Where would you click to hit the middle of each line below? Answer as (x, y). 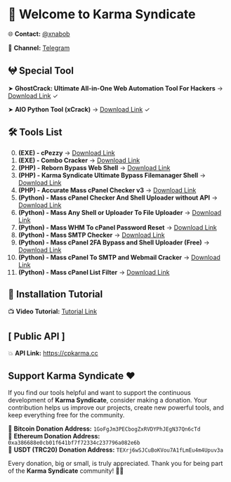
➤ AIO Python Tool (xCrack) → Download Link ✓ (79, 109)
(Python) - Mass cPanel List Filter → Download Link (94, 272)
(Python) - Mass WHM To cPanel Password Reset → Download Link (117, 227)
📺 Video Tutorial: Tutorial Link (53, 311)
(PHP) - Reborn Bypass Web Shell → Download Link (94, 167)
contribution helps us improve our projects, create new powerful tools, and (116, 408)
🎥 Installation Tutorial (55, 294)
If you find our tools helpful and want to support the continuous (100, 392)
